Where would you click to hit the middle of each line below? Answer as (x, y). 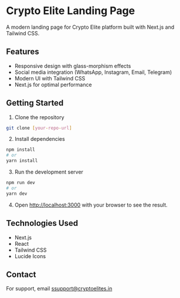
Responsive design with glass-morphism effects (73, 66)
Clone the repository (39, 117)
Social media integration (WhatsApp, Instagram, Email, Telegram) (93, 72)
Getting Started (35, 103)
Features (23, 52)
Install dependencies (40, 139)
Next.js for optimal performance (53, 84)
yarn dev (17, 194)
